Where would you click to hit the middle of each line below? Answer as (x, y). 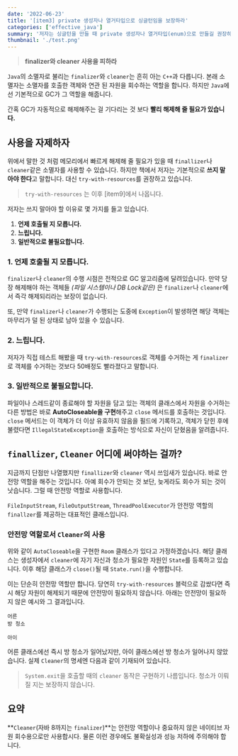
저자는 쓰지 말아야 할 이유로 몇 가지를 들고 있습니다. (78, 209)
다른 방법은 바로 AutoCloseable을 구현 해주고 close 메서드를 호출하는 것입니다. (117, 411)
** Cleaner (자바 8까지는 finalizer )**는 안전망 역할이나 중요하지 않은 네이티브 (115, 727)
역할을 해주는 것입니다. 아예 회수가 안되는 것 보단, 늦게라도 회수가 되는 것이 (123, 481)
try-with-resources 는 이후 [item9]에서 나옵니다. (94, 194)
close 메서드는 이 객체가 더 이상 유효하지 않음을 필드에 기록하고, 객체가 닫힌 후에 (118, 421)
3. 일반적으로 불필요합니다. (50, 386)
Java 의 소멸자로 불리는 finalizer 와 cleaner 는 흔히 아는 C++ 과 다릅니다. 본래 (113, 77)
